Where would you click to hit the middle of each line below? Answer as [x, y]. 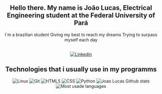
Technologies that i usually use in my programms [81, 69]
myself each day [81, 40]
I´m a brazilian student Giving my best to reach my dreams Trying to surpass [81, 34]
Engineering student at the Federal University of [81, 16]
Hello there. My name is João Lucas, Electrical [81, 8]
